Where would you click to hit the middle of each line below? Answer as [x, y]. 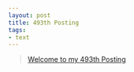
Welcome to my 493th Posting [76, 59]
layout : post [30, 15]
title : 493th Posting [44, 23]
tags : [17, 30]
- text [19, 37]
